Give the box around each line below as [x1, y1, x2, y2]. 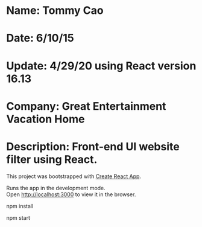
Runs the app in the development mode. [6, 184, 106, 191]
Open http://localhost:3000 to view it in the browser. [6, 191, 136, 198]
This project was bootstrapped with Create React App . [6, 173, 142, 180]
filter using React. [6, 152, 98, 166]
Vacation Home [6, 112, 85, 126]
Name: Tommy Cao [6, 4, 104, 18]
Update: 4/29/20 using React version [6, 59, 197, 72]
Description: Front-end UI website [6, 139, 180, 153]
